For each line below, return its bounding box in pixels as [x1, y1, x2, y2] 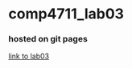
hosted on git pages [8, 34, 89, 45]
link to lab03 [8, 51, 50, 61]
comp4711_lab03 [8, 5, 125, 23]
